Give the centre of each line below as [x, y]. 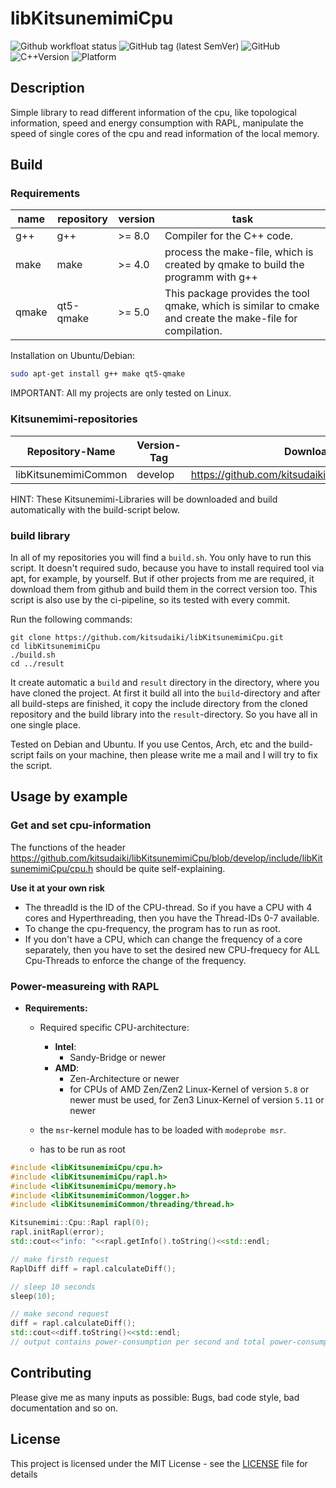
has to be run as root [82, 1149]
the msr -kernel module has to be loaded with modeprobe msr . [163, 1129]
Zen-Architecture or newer [124, 1078]
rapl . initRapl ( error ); [57, 1232]
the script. [31, 765]
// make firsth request [60, 1259]
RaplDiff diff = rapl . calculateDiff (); [93, 1268]
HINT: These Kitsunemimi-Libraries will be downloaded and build [144, 499]
